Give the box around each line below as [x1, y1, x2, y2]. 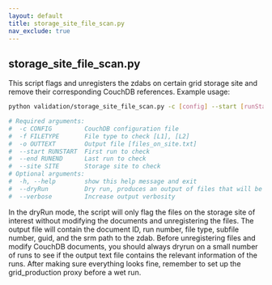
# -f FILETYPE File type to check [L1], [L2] [8, 132, 190, 140]
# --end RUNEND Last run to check [8, 155, 147, 163]
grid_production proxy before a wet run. [8, 267, 142, 277]
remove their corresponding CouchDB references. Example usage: [8, 87, 231, 97]
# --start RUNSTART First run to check [8, 147, 151, 155]
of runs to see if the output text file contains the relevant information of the [8, 250, 257, 260]
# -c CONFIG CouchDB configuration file [8, 125, 180, 133]
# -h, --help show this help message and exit [8, 177, 198, 186]
